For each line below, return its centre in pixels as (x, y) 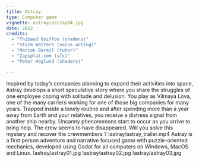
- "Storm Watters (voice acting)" (54, 45)
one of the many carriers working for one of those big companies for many (97, 102)
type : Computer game (32, 17)
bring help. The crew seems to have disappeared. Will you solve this (90, 128)
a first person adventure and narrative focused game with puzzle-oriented (97, 140)
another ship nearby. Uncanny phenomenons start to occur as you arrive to (98, 121)
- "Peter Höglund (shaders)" (48, 61)
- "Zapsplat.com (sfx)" (41, 56)
